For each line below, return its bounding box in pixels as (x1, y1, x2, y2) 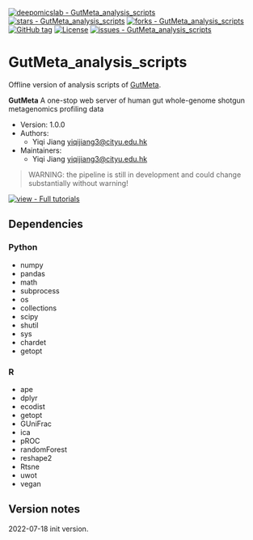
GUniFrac (19, 419, 53, 428)
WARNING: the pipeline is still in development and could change (27, 170, 242, 179)
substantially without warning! (27, 178, 129, 188)
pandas (19, 268, 46, 278)
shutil (19, 320, 39, 330)
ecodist (19, 401, 46, 411)
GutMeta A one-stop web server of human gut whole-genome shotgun (8, 95, 245, 105)
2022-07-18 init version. (8, 524, 89, 534)
